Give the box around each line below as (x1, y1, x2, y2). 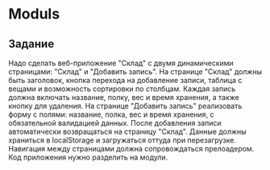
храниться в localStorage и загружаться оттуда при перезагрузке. (8, 135, 236, 145)
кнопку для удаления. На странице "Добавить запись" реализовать (8, 102, 243, 110)
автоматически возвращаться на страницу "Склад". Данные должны (8, 126, 247, 136)
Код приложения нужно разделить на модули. (8, 152, 168, 162)
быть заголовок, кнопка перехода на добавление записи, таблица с (8, 76, 243, 85)
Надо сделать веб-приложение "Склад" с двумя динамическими (8, 58, 234, 68)
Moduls (8, 5, 60, 23)
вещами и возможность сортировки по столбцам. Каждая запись (8, 84, 236, 93)
